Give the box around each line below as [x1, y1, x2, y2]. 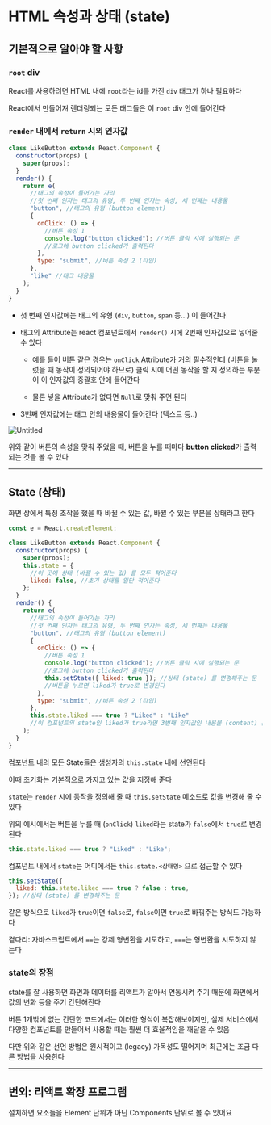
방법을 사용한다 [16, 1052, 65, 1061]
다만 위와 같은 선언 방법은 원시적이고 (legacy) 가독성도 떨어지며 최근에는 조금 [8, 1041, 251, 1051]
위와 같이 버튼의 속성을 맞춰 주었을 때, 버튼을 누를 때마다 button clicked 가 [8, 442, 242, 451]
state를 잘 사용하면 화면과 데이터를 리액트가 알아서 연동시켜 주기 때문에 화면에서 [8, 987, 260, 997]
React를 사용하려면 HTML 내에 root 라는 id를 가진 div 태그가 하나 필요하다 [8, 86, 242, 95]
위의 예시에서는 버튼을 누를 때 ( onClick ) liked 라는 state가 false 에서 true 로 [8, 819, 248, 829]
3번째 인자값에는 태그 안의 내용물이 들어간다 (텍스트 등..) [19, 409, 198, 418]
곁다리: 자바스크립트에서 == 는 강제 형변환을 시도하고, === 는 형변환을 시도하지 [8, 934, 248, 945]
